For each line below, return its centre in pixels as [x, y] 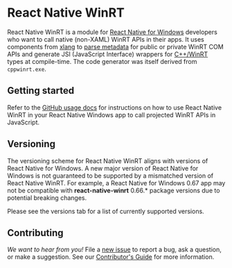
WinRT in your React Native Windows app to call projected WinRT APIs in [111, 115]
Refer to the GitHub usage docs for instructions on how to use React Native [115, 107]
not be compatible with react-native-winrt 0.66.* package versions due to [114, 190]
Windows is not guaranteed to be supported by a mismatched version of [110, 176]
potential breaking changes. [47, 198]
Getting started [41, 91]
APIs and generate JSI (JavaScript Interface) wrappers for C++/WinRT [108, 54]
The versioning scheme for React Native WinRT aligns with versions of [108, 160]
